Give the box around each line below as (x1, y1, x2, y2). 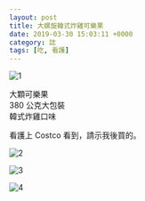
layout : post (9, 12, 58, 22)
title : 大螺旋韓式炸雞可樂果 (9, 21, 104, 30)
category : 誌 (9, 37, 56, 47)
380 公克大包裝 (9, 100, 66, 111)
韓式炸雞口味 (9, 111, 56, 122)
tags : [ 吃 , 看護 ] (9, 46, 69, 55)
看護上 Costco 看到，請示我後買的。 (9, 130, 141, 141)
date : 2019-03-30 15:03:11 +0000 (9, 29, 133, 38)
